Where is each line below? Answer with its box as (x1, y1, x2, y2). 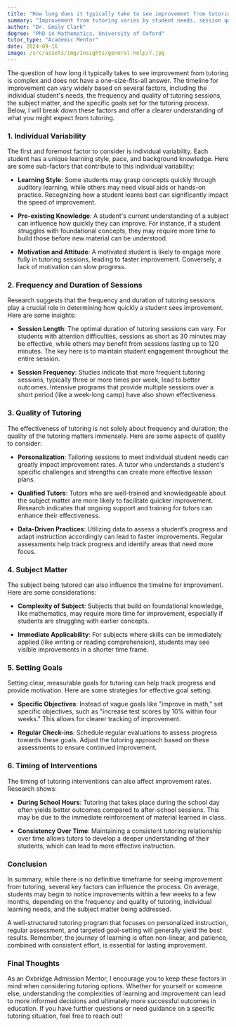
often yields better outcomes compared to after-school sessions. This (17, 806, 220, 814)
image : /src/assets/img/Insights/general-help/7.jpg (7, 50, 165, 57)
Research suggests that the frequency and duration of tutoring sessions (7, 296, 216, 304)
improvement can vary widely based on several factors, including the (7, 84, 207, 92)
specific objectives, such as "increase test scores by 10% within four (17, 707, 217, 716)
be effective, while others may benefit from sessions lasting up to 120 (17, 340, 219, 348)
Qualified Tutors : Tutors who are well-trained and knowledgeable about (17, 489, 226, 497)
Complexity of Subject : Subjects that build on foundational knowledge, (17, 602, 224, 610)
